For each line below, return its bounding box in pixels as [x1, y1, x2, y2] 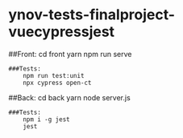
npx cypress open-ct [23, 79, 92, 87]
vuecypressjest [8, 22, 115, 41]
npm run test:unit [23, 71, 85, 79]
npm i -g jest [23, 115, 70, 124]
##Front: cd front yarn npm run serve [8, 49, 132, 59]
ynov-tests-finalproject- [8, 6, 176, 24]
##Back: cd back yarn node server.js [8, 92, 131, 102]
